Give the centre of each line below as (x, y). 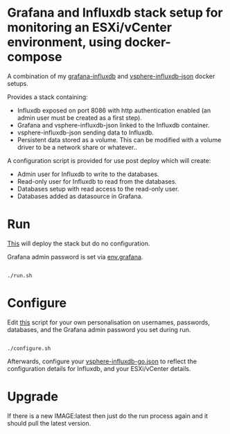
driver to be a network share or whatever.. (77, 147)
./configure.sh (29, 348)
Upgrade (33, 397)
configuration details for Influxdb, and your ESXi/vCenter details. (99, 368)
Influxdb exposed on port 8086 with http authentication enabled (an (114, 110)
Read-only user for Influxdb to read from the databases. (97, 181)
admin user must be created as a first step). (79, 118)
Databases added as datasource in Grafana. (80, 196)
